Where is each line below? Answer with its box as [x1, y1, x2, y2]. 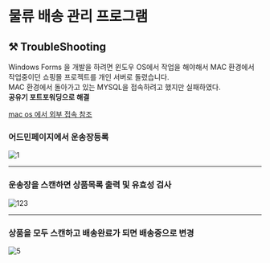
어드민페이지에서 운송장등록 [8, 131, 109, 142]
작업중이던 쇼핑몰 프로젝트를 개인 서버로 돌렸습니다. [8, 72, 170, 81]
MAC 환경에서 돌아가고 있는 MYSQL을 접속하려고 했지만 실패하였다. [8, 82, 221, 92]
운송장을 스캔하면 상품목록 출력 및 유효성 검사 [8, 179, 172, 191]
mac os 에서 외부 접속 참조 [8, 109, 92, 119]
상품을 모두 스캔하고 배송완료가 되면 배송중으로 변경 [8, 227, 194, 238]
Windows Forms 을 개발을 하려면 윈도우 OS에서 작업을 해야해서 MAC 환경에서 [8, 62, 255, 72]
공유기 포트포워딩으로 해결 [8, 92, 90, 101]
